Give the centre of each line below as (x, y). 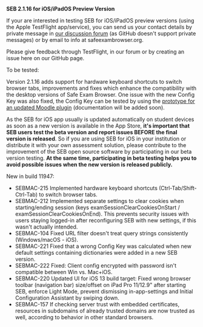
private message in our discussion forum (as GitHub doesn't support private (101, 33)
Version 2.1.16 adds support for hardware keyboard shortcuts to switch (94, 82)
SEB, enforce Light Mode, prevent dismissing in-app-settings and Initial (104, 291)
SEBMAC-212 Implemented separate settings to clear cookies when (99, 201)
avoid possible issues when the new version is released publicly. (89, 164)
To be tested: (23, 70)
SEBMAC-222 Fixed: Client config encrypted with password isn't (96, 266)
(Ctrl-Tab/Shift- (178, 188)
